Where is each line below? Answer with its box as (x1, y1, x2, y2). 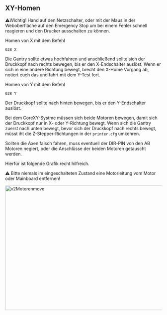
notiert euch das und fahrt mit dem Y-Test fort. (5, 72, 100, 78)
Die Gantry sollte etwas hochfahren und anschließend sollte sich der (5, 56, 146, 62)
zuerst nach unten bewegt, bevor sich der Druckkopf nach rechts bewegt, (5, 125, 157, 131)
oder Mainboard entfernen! (5, 175, 61, 181)
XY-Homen (5, 4, 41, 12)
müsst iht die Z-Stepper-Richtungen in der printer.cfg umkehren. (5, 131, 140, 137)
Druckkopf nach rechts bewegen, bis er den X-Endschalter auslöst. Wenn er (5, 61, 161, 67)
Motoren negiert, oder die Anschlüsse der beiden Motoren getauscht (5, 146, 146, 152)
